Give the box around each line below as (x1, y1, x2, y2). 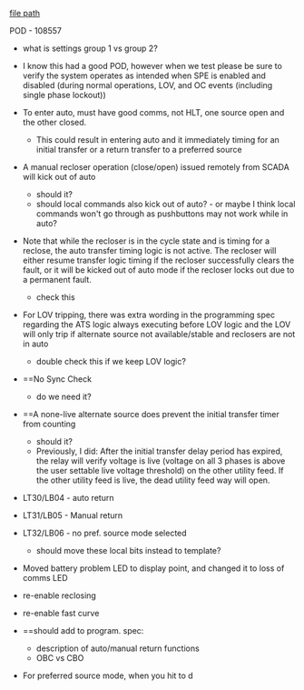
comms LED (22, 573, 68, 583)
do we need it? (35, 391, 93, 402)
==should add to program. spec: (22, 625, 144, 635)
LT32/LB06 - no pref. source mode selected (22, 527, 188, 538)
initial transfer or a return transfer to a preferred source (35, 145, 242, 155)
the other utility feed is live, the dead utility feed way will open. (35, 475, 270, 485)
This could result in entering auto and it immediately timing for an (35, 135, 279, 145)
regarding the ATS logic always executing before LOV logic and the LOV (22, 319, 291, 330)
